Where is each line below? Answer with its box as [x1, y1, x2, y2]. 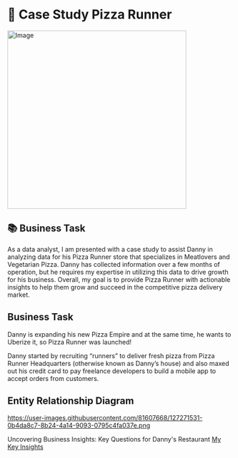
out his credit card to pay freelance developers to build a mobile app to [7, 367, 217, 375]
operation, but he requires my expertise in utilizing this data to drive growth [7, 268, 229, 276]
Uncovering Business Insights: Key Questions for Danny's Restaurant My [7, 435, 222, 444]
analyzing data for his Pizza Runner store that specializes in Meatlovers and [7, 253, 230, 261]
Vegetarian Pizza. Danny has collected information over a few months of [7, 260, 220, 268]
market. [7, 290, 30, 299]
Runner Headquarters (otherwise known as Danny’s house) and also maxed [7, 359, 230, 367]
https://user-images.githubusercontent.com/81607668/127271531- [7, 414, 203, 422]
